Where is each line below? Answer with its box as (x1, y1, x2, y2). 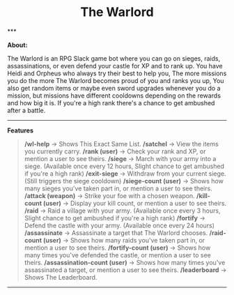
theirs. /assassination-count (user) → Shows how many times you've (24, 258, 226, 266)
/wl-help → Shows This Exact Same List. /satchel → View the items (24, 139, 219, 148)
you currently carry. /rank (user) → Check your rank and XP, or (24, 147, 206, 156)
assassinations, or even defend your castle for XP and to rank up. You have (7, 61, 223, 70)
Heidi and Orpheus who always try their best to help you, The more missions (7, 69, 227, 77)
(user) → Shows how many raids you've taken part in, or (42, 236, 205, 244)
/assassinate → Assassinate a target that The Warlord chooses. (24, 228, 208, 237)
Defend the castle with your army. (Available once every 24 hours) (24, 221, 214, 229)
